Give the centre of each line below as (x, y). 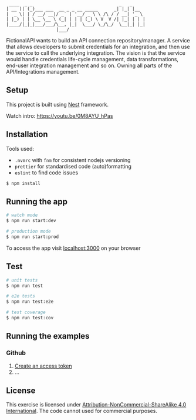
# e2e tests (21, 296)
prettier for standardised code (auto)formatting (73, 166)
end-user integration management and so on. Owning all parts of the (89, 65)
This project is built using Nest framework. (57, 104)
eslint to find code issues (46, 173)
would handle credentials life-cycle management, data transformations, (92, 59)
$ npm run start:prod (33, 237)
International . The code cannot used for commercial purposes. (82, 411)
